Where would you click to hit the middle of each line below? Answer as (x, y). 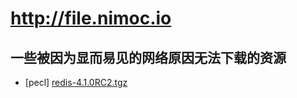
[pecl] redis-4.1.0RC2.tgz (76, 82)
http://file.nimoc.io (91, 18)
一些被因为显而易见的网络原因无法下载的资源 (148, 57)
